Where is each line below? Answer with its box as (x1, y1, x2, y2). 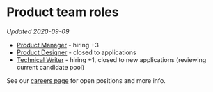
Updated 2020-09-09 (6, 27, 70, 36)
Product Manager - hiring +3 (16, 40, 99, 49)
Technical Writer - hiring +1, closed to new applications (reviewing (16, 55, 207, 63)
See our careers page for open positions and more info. (6, 76, 166, 84)
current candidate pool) (16, 63, 85, 71)
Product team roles (6, 4, 119, 20)
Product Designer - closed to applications (16, 48, 136, 56)
